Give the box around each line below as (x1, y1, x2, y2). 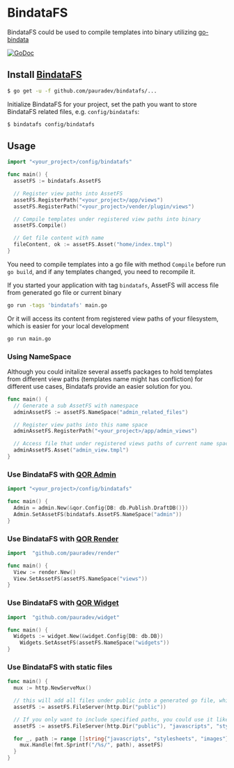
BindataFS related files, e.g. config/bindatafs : (7, 107, 140, 115)
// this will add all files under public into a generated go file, (13, 697, 217, 704)
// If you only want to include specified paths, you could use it (13, 716, 214, 723)
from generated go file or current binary (7, 288, 122, 296)
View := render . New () (13, 568, 77, 575)
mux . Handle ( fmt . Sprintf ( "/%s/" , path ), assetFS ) (19, 742, 164, 749)
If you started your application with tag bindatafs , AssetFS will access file (7, 280, 219, 289)
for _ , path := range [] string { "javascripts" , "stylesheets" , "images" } (13, 735, 229, 742)
